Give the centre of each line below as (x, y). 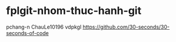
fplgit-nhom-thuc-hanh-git (74, 11)
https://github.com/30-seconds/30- (126, 27)
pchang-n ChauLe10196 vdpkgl (44, 27)
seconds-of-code (27, 33)
